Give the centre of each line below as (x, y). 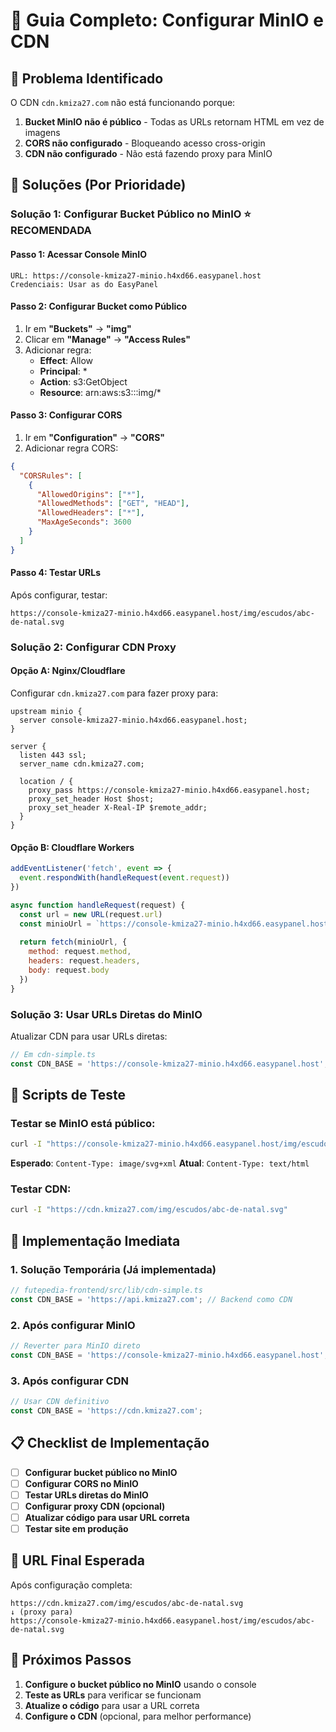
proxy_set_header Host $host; (91, 799)
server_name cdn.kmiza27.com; (82, 764)
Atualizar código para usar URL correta (107, 1517)
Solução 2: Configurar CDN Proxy (93, 647)
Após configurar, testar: (59, 595)
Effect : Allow (66, 360)
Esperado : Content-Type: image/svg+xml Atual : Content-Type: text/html (160, 1163)
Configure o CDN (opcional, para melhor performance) (138, 1716)
